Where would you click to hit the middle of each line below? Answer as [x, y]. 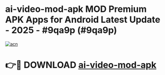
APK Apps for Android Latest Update [83, 20]
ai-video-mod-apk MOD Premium [76, 9]
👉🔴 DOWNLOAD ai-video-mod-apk [81, 65]
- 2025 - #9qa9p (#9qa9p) [61, 30]
